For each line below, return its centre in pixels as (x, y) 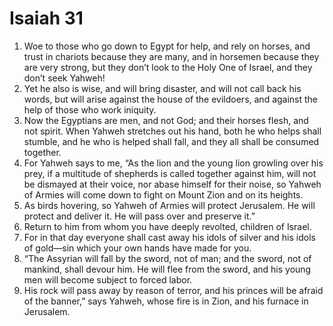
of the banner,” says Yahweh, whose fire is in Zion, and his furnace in (166, 301)
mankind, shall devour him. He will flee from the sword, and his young (167, 269)
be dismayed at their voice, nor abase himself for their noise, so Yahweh (172, 184)
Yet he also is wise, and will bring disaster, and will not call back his (162, 88)
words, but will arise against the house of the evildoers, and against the (171, 99)
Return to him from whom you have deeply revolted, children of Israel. (167, 226)
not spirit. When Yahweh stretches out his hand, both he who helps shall (172, 131)
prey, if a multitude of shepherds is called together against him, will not (170, 173)
